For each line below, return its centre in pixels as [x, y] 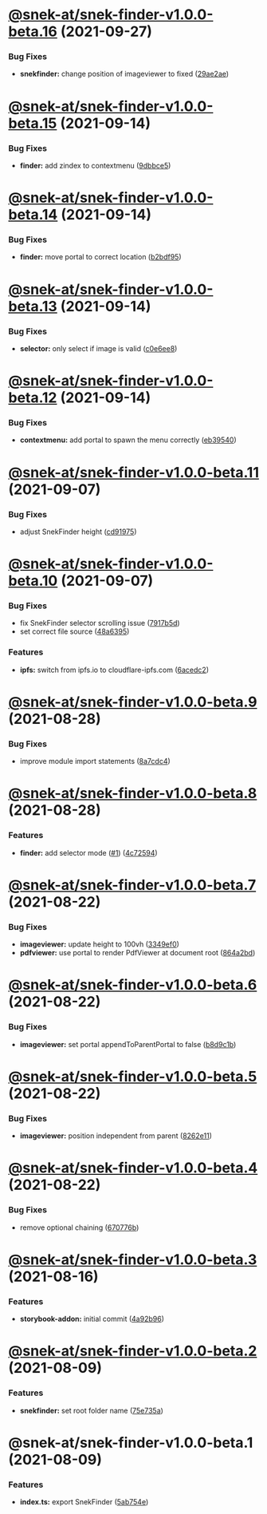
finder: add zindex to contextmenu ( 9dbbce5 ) [95, 165]
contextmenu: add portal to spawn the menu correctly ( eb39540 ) [128, 440]
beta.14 [33, 215]
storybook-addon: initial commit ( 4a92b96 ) [92, 1319]
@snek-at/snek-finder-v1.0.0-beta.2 [133, 1351]
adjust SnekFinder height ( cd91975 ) [78, 532]
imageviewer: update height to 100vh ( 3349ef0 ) [99, 944]
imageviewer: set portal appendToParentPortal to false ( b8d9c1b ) [128, 1044]
